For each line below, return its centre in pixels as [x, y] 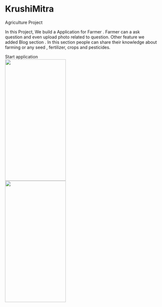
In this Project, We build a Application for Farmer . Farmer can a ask [73, 32]
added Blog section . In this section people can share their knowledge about [81, 42]
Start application [21, 56]
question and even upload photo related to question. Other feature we [75, 37]
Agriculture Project [24, 22]
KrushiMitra [30, 9]
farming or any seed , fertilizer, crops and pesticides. [58, 47]
